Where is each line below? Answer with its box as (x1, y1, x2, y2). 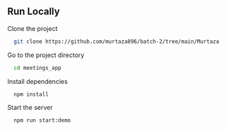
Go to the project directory (7, 51, 85, 59)
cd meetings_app (13, 64, 61, 71)
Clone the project (7, 24, 58, 32)
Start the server (7, 104, 53, 112)
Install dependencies (7, 77, 69, 85)
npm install (13, 91, 49, 98)
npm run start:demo (13, 117, 71, 124)
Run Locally (7, 6, 60, 18)
